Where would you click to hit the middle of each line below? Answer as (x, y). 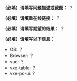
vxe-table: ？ (23, 68)
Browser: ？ (22, 55)
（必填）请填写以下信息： (29, 39)
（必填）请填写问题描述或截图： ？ (38, 8)
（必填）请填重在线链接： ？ (31, 18)
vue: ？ (17, 62)
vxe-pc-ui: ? (22, 73)
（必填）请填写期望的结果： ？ (34, 28)
